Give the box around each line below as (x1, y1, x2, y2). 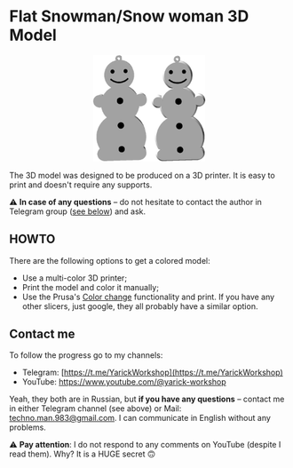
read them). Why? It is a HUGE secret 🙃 (9, 448, 156, 459)
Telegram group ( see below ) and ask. (9, 206, 146, 217)
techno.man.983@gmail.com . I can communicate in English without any (9, 413, 271, 424)
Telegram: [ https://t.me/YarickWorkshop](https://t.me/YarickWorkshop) (21, 367, 284, 378)
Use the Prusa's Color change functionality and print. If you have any (21, 291, 275, 302)
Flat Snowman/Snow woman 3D (9, 6, 249, 27)
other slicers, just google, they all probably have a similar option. (21, 300, 258, 312)
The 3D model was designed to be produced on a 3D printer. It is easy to (9, 170, 275, 180)
